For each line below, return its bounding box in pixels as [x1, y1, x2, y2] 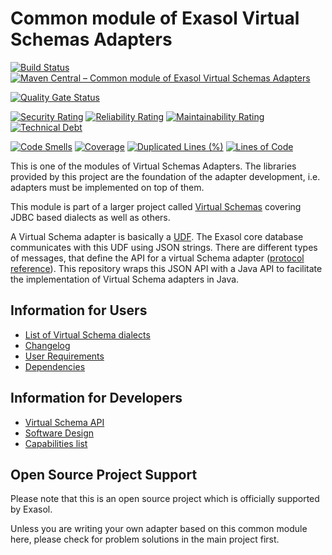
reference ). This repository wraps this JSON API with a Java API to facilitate [10, 262, 323, 274]
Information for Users [10, 302, 148, 319]
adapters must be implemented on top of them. [10, 181, 205, 193]
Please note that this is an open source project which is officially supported [10, 493, 320, 505]
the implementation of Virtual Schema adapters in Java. [10, 273, 240, 285]
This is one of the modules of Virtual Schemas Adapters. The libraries [10, 160, 297, 172]
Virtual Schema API [24, 416, 105, 428]
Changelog [24, 339, 71, 351]
